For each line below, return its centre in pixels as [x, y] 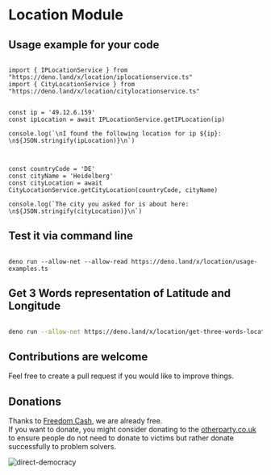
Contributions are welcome [78, 356]
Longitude [35, 306]
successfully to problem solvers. [63, 447]
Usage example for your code [84, 45]
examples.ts [28, 269]
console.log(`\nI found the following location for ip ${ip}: [115, 134]
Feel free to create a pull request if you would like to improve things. [121, 376]
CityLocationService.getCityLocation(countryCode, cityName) [113, 190]
